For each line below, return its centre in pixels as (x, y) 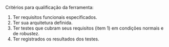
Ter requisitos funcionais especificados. (55, 17)
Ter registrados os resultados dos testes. (56, 39)
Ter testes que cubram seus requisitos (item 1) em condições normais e (88, 28)
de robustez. (26, 33)
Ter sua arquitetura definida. (43, 23)
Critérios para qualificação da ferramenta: (49, 7)
